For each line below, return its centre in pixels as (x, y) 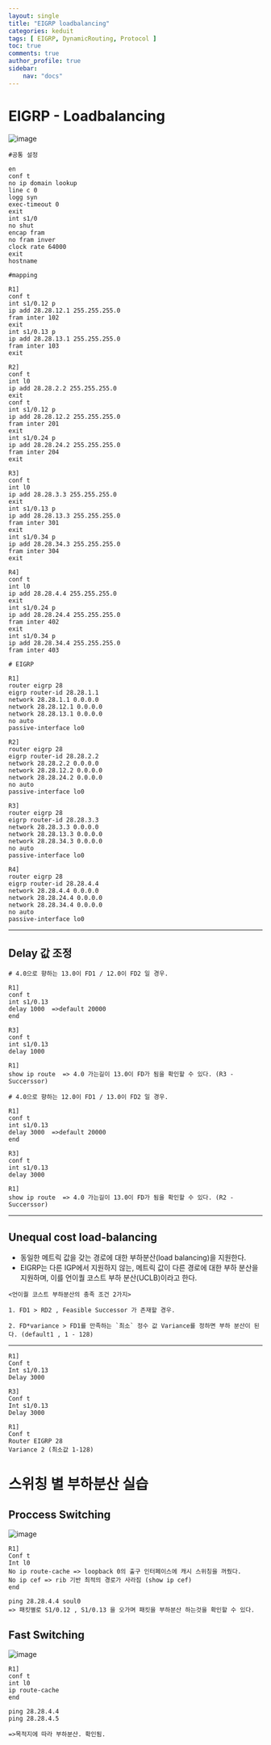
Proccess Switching (60, 1514)
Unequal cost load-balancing (83, 1237)
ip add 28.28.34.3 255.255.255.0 (65, 544)
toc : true (25, 46)
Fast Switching (46, 1635)
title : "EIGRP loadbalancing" (59, 23)
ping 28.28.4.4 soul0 (45, 1602)
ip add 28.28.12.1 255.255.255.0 (65, 311)
